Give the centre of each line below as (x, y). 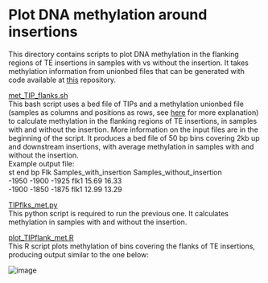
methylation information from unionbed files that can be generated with (127, 71)
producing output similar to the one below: (78, 254)
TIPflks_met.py (33, 205)
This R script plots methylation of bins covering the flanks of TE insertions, (132, 246)
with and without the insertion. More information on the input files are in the (134, 129)
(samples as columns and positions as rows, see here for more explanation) (134, 112)
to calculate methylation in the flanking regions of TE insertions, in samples (133, 121)
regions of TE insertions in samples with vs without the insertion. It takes (129, 63)
